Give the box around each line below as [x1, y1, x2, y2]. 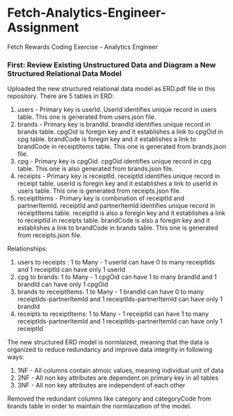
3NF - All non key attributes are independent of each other [17, 381, 186, 390]
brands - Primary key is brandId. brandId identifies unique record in [17, 120, 211, 129]
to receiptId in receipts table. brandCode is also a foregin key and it [17, 216, 210, 225]
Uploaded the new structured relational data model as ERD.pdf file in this [7, 85, 216, 93]
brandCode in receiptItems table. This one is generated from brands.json [17, 143, 227, 151]
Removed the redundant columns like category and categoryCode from [7, 394, 211, 403]
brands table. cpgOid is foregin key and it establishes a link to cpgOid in [17, 127, 224, 136]
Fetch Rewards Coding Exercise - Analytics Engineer [7, 42, 159, 51]
